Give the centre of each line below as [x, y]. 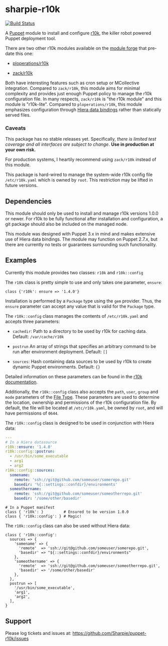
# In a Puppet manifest [30, 508]
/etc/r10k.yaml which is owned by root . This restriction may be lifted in [79, 180]
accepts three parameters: [33, 321]
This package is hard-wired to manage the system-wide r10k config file [79, 174]
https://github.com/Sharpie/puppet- [110, 633]
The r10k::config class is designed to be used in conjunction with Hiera [80, 423]
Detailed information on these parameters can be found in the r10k [74, 376]
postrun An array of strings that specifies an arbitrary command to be [84, 346]
